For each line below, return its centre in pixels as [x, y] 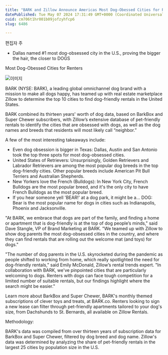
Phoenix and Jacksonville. [39, 208]
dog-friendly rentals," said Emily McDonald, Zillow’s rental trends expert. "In [83, 265]
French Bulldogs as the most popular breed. [57, 192]
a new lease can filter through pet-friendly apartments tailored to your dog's [84, 307]
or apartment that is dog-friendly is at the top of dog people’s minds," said [81, 223]
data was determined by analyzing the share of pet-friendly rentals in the [80, 342]
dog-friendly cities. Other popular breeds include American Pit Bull [81, 171]
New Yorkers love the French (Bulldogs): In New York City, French [80, 182]
